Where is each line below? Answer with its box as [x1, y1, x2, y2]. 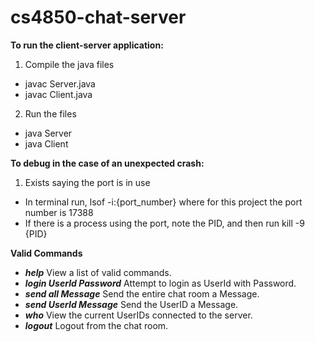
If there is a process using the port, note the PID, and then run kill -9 [24, 217, 305, 229]
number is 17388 [24, 206, 94, 218]
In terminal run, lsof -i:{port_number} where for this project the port [24, 196, 303, 208]
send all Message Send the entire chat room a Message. [24, 287, 260, 300]
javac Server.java [24, 77, 96, 90]
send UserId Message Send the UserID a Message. [24, 298, 239, 310]
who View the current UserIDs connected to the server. [24, 309, 253, 321]
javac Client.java [24, 88, 93, 100]
